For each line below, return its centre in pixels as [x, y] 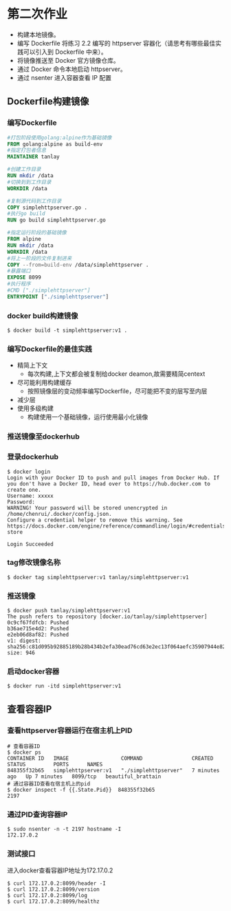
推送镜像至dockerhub [44, 437]
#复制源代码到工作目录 [34, 201]
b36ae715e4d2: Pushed [38, 629]
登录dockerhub [33, 457]
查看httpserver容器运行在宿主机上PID [70, 730]
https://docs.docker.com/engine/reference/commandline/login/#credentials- [118, 526]
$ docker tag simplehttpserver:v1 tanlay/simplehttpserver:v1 [98, 577]
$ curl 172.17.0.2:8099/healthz [53, 901]
